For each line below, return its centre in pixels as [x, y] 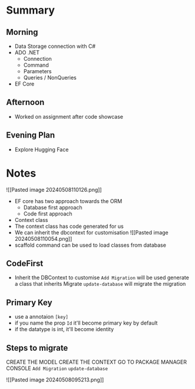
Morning [22, 32]
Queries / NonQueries [50, 78]
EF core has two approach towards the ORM [68, 201]
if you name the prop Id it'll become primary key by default [86, 323]
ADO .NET [27, 53]
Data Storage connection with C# [55, 46]
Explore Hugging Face [42, 149]
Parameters [37, 71]
